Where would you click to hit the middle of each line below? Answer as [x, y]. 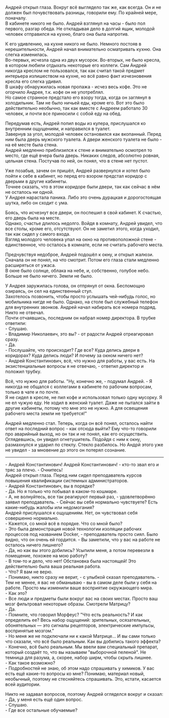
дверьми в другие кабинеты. [36, 181]
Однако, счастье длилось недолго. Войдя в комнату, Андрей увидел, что [84, 223]
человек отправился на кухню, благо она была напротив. [67, 34]
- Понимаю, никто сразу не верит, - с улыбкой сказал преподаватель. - [82, 577]
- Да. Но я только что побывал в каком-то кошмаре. [62, 491]
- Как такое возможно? [30, 663]
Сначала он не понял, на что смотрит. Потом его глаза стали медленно [82, 260]
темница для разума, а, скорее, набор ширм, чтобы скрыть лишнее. [79, 657]
